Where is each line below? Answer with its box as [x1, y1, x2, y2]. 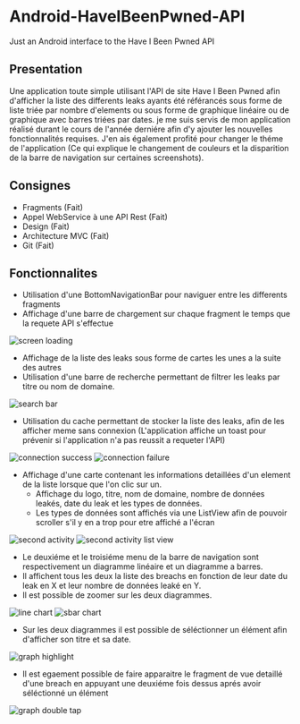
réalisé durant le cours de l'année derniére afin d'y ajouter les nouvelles [9, 124, 273, 134]
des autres [21, 362, 62, 373]
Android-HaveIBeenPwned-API [9, 6, 246, 27]
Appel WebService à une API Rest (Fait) [21, 211, 168, 222]
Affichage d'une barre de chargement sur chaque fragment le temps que [21, 309, 291, 319]
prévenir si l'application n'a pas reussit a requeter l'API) [21, 435, 226, 446]
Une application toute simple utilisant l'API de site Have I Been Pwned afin [9, 85, 280, 96]
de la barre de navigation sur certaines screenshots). [9, 152, 204, 163]
